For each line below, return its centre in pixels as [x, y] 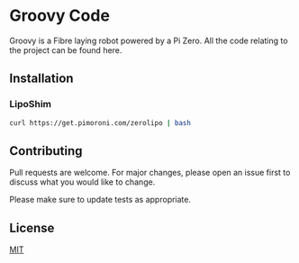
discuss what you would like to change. [82, 182]
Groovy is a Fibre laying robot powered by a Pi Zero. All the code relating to [149, 41]
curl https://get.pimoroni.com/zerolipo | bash [100, 122]
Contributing [46, 151]
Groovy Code [60, 16]
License [32, 227]
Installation [41, 79]
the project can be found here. [66, 50]
